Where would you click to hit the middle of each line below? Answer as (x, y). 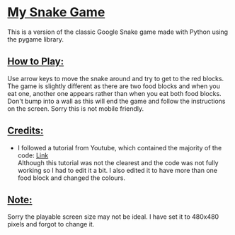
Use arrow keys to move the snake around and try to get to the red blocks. (116, 78)
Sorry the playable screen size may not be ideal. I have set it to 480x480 (113, 217)
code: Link (33, 155)
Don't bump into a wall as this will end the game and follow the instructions (116, 101)
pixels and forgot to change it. (51, 224)
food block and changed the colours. (71, 178)
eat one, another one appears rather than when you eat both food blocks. (114, 93)
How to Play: (36, 62)
